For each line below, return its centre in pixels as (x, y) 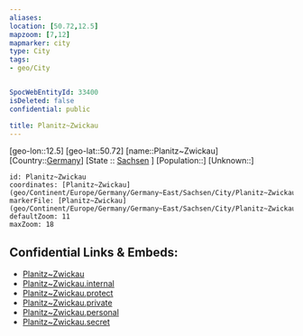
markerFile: (32, 201)
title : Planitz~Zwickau (54, 126)
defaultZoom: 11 (40, 217)
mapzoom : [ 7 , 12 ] (40, 34)
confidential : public (50, 109)
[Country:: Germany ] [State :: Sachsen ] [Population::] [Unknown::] (132, 161)
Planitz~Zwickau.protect (68, 294)
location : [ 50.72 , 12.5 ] (54, 26)
